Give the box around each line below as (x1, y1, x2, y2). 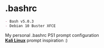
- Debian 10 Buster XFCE (5, 23, 56, 28)
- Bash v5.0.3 (5, 19, 34, 24)
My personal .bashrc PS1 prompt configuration (5, 32, 99, 38)
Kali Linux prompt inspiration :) (5, 37, 68, 43)
